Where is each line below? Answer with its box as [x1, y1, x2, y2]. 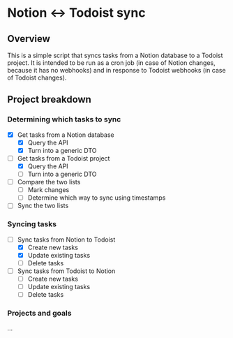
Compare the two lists [17, 178, 81, 186]
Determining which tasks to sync [7, 115, 121, 124]
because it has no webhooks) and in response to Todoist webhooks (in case [7, 66, 226, 74]
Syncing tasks [7, 219, 57, 229]
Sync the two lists [17, 201, 69, 210]
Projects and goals [7, 309, 72, 318]
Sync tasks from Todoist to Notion [17, 267, 116, 275]
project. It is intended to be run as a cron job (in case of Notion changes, [7, 59, 216, 67]
